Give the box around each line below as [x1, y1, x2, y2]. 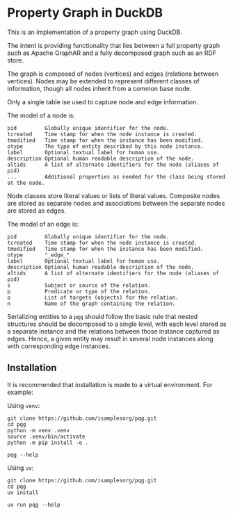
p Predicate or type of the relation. [7, 288, 151, 295]
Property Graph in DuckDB [7, 5, 163, 21]
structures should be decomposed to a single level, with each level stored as [7, 320, 227, 328]
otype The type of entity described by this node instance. [7, 142, 204, 150]
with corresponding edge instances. [7, 342, 111, 350]
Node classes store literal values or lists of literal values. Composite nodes [7, 191, 220, 199]
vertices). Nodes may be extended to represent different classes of [7, 76, 200, 85]
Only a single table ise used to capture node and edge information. [7, 97, 198, 106]
